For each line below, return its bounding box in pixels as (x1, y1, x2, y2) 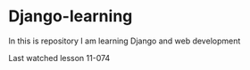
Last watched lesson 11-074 (8, 52, 111, 63)
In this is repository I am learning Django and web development (8, 35, 241, 46)
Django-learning (8, 6, 133, 27)
